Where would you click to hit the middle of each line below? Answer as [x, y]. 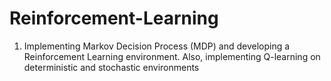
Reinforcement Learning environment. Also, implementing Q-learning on [172, 56]
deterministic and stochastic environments [111, 67]
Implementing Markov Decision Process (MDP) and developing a [157, 46]
